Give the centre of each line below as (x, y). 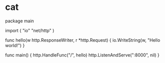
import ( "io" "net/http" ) (30, 30)
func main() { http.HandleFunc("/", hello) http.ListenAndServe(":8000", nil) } (82, 55)
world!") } (15, 45)
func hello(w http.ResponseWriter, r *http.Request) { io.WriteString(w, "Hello (83, 40)
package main (20, 21)
